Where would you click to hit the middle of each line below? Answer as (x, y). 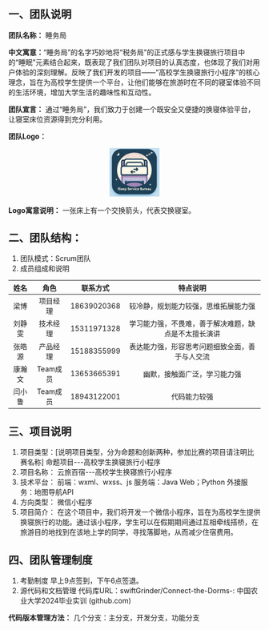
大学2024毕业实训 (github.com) (79, 601)
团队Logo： (27, 136)
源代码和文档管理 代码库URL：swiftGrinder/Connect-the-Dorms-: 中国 (135, 591)
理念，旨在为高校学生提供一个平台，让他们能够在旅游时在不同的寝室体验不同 (134, 82)
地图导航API (54, 492)
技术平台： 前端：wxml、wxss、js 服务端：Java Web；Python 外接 (130, 482)
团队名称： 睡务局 (37, 35)
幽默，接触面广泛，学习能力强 (192, 374)
